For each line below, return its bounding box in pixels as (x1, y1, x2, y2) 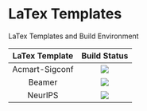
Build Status (81, 50, 129, 61)
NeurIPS (27, 89, 59, 101)
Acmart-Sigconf (12, 63, 74, 74)
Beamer (28, 77, 58, 88)
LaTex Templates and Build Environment (8, 31, 139, 41)
